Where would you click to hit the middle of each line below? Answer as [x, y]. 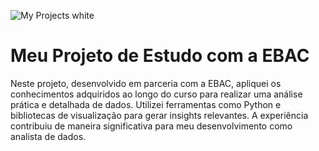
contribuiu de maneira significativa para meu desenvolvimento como [151, 126]
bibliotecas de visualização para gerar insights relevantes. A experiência [159, 115]
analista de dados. [48, 136]
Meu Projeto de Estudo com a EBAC [160, 56]
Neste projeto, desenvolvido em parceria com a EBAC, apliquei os [146, 83]
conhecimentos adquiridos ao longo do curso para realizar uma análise [156, 94]
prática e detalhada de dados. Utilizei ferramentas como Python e [146, 104]
